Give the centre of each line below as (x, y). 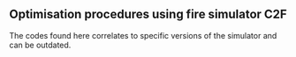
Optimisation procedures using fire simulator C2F (148, 14)
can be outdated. (40, 45)
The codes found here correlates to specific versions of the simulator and (143, 35)
